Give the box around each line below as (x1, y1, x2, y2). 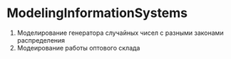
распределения (16, 36, 66, 44)
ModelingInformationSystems (6, 5, 188, 21)
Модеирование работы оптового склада (16, 43, 140, 52)
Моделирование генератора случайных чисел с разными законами (16, 28, 224, 37)
